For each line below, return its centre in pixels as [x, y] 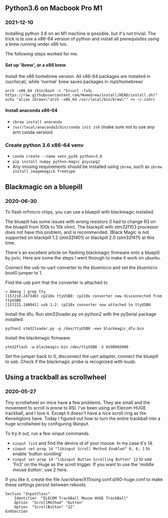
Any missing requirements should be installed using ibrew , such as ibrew [87, 166]
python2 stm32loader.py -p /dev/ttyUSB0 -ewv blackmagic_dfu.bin [74, 329]
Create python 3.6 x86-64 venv [44, 145]
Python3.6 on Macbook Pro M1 [54, 8]
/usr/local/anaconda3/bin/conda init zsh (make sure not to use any [83, 127]
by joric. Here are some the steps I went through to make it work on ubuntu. [83, 258]
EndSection [16, 511]
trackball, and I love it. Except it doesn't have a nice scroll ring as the [76, 413]
